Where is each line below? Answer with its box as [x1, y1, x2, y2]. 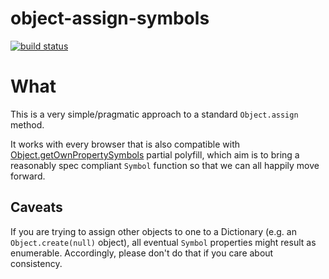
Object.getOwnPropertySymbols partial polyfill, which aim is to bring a [10, 148, 300, 161]
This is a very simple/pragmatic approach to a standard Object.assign [10, 108, 299, 120]
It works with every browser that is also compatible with [10, 138, 241, 150]
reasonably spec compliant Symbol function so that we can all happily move [10, 159, 320, 171]
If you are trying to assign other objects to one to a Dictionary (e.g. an [10, 225, 297, 237]
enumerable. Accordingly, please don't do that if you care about [10, 247, 274, 259]
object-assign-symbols [10, 7, 210, 30]
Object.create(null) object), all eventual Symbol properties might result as [10, 236, 317, 248]
